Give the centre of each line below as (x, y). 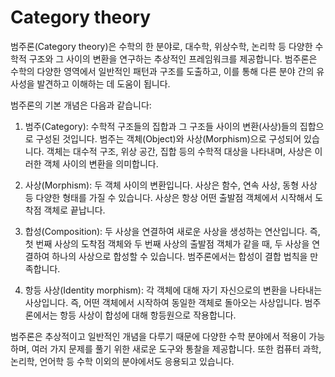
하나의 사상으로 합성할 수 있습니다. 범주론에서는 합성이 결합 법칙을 (179, 256)
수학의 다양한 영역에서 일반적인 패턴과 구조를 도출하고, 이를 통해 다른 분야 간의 (162, 71)
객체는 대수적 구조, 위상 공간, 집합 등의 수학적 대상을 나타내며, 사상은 (179, 151)
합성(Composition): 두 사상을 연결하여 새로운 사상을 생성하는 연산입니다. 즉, (172, 231)
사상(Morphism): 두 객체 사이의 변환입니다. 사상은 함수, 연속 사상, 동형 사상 (171, 185)
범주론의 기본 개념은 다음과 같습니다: (81, 105)
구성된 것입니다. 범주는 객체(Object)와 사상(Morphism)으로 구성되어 (168, 138)
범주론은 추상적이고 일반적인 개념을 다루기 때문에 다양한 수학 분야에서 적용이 (158, 336)
